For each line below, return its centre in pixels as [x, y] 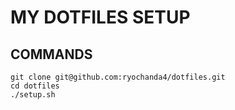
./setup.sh [33, 95]
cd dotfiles [35, 86]
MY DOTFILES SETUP [100, 17]
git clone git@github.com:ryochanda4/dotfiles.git [118, 77]
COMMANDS [51, 54]
